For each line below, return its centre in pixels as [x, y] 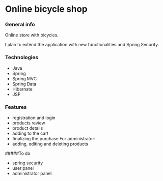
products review [28, 123]
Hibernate [22, 89]
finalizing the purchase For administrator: [54, 139]
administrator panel [32, 174]
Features [16, 107]
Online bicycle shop [46, 9]
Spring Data [24, 84]
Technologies [22, 58]
